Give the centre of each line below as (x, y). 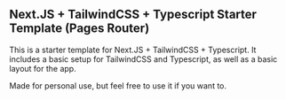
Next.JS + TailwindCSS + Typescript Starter (133, 15)
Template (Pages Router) (79, 29)
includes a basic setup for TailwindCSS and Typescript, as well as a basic (143, 59)
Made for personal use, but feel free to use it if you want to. (118, 85)
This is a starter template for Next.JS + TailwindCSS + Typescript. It (133, 50)
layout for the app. (43, 68)
